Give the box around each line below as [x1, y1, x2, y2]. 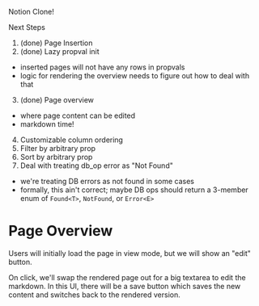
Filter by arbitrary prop [19, 144, 96, 153]
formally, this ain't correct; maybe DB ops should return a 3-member [19, 185, 248, 195]
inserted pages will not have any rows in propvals [19, 62, 185, 72]
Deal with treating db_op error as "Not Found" [19, 161, 174, 170]
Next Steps [8, 23, 46, 31]
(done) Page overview [19, 95, 95, 104]
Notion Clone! [8, 7, 54, 16]
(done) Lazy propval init [19, 47, 100, 56]
